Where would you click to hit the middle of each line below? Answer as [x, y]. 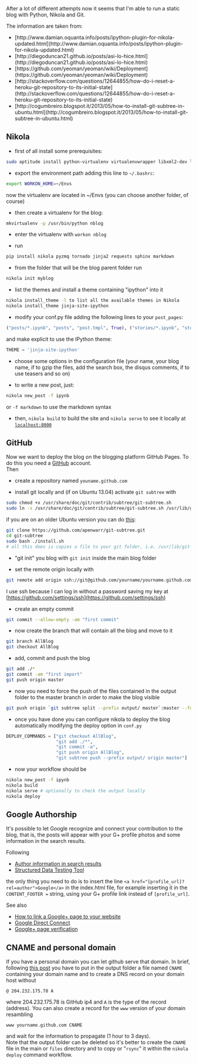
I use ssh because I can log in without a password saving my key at [87, 591]
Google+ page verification [46, 929]
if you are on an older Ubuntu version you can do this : [71, 520]
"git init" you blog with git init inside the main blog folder [85, 558]
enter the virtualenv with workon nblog [60, 235]
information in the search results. [46, 841]
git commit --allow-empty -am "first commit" [62, 619]
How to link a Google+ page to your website [68, 917]
